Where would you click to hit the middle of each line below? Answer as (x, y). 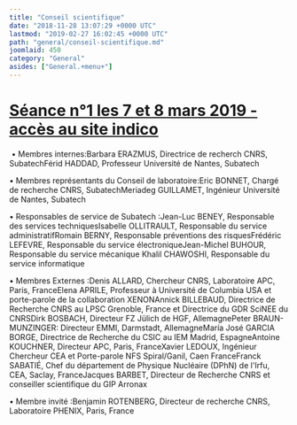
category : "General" (47, 58)
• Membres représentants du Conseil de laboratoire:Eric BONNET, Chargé (144, 180)
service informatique (47, 263)
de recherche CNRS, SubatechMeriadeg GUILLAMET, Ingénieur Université (145, 189)
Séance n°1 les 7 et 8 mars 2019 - (133, 111)
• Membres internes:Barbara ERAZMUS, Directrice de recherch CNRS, (140, 154)
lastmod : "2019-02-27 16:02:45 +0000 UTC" (89, 34)
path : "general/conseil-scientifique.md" (87, 42)
